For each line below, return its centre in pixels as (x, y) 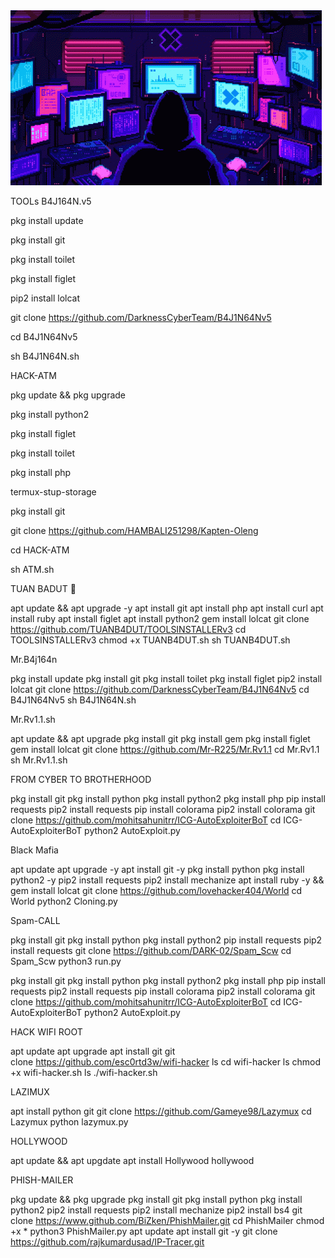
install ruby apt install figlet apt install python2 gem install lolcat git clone (160, 618)
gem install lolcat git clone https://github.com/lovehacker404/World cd (156, 890)
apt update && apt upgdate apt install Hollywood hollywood (132, 1160)
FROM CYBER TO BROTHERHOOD (81, 779)
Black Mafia (34, 850)
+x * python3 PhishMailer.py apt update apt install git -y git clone (144, 1231)
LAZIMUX (30, 1092)
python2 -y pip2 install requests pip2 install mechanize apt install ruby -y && (167, 880)
